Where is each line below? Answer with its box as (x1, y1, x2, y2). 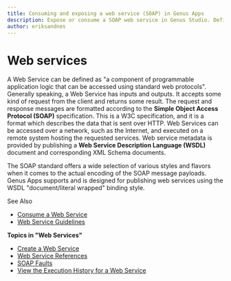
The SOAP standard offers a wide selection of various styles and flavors (7, 162, 211, 170)
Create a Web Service (16, 244, 80, 253)
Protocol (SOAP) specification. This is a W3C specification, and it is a (7, 112, 204, 121)
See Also (7, 197, 33, 205)
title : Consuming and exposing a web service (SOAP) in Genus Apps (7, 10, 205, 17)
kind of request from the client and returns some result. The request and (7, 97, 212, 105)
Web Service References (16, 252, 88, 260)
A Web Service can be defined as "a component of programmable (7, 75, 195, 83)
